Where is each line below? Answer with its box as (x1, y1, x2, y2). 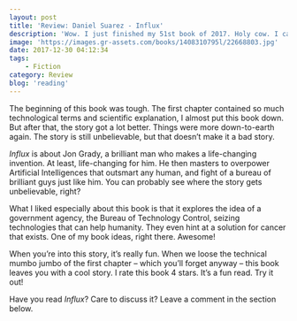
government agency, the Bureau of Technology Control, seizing (9, 212, 240, 223)
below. (9, 302, 34, 314)
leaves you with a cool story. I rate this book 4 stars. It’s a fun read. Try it (9, 267, 274, 278)
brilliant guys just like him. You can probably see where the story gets (9, 176, 263, 187)
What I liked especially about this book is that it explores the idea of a (9, 203, 262, 213)
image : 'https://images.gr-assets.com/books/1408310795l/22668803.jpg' (9, 37, 278, 47)
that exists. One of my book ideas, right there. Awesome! (9, 231, 216, 241)
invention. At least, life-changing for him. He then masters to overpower (9, 157, 270, 168)
